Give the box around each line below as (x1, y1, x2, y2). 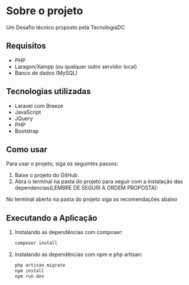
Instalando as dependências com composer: (14, 229, 123, 236)
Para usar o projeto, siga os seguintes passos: (6, 160, 119, 167)
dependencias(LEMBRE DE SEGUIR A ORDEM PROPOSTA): (14, 184, 158, 191)
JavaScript (14, 108, 41, 116)
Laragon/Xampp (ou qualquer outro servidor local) (14, 63, 138, 70)
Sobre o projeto (6, 4, 83, 18)
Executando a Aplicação (6, 213, 97, 223)
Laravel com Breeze (14, 102, 64, 109)
